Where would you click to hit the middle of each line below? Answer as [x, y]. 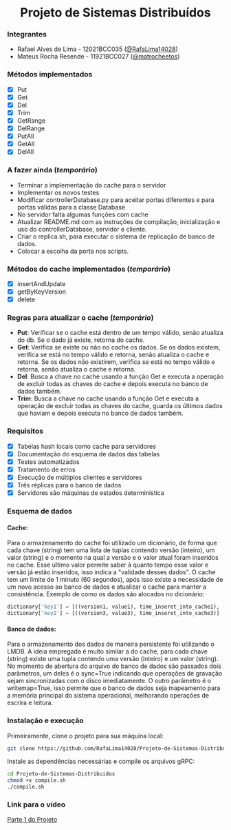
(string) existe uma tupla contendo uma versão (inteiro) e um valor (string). [113, 659]
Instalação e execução [45, 720]
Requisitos [25, 431]
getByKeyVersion [42, 292]
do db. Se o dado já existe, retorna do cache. [81, 340]
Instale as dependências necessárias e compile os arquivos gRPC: [101, 761]
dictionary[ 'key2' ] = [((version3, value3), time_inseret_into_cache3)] [113, 614]
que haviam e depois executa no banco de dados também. [100, 413]
